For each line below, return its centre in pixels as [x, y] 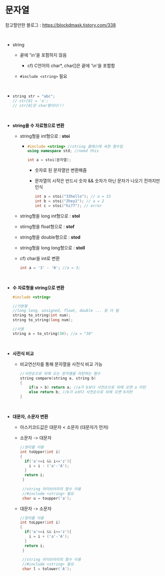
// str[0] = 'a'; [30, 101]
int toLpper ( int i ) [40, 523]
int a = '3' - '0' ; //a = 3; [50, 268]
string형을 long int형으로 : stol [50, 216]
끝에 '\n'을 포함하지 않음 [43, 55]
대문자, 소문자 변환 [30, 417]
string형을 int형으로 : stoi [45, 136]
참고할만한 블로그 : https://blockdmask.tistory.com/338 [61, 25]
